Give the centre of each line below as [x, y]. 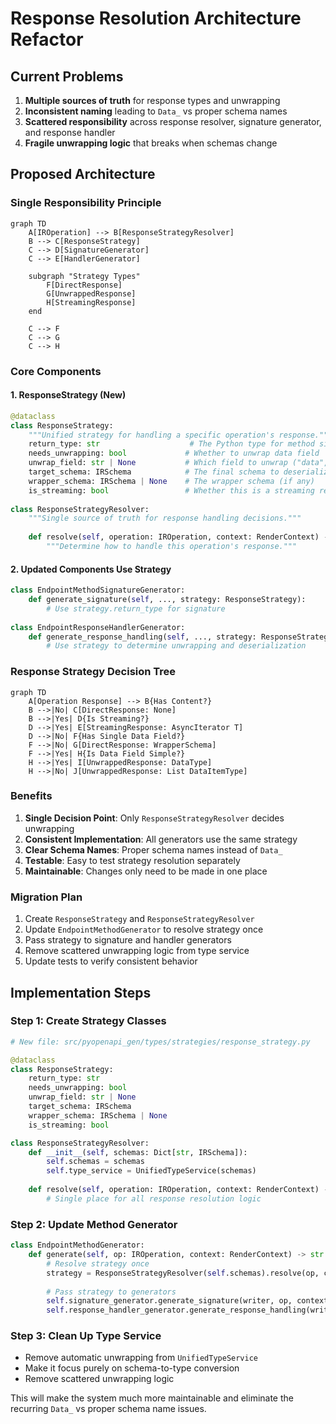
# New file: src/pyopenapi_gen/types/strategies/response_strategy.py [160, 1042]
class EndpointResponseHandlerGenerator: [98, 627]
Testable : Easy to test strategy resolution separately [132, 860]
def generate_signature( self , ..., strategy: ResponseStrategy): [167, 600]
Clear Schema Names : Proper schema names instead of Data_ [153, 849]
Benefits [31, 796]
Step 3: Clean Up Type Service [86, 1336]
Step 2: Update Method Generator [94, 1224]
